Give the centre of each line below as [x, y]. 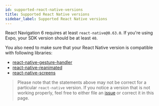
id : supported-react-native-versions [44, 10]
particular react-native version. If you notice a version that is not [84, 88]
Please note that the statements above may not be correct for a [82, 82]
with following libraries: [29, 53]
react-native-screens [34, 73]
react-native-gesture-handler [42, 63]
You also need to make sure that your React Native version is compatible [79, 48]
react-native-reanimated [37, 68]
